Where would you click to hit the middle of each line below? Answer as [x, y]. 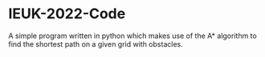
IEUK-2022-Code [67, 14]
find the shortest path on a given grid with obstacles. [96, 44]
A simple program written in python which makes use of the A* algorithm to [132, 36]
